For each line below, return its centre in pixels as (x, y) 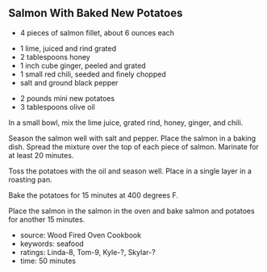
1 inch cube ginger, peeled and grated (83, 65)
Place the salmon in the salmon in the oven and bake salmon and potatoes (132, 211)
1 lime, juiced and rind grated (68, 48)
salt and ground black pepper (69, 82)
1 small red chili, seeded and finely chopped (93, 74)
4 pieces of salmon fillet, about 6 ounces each (97, 32)
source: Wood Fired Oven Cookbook (81, 235)
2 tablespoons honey (55, 56)
